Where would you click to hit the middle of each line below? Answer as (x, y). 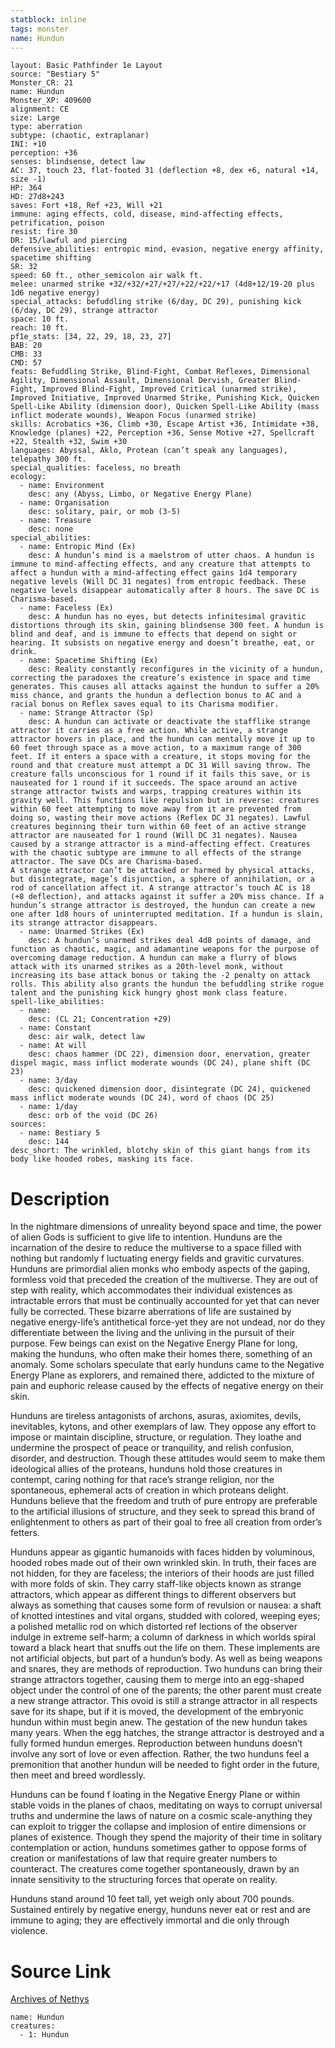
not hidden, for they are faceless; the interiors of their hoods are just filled (162, 1573)
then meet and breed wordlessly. (78, 1775)
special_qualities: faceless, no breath (96, 468)
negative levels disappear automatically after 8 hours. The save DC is (165, 591)
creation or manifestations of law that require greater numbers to (144, 1858)
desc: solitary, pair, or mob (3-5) (105, 512)
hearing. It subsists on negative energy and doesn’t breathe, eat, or (162, 643)
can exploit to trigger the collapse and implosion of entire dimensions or (158, 1827)
